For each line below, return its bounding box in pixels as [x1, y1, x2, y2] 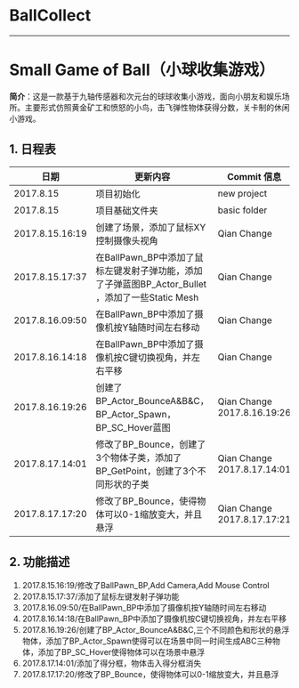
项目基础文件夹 [95, 204, 158, 216]
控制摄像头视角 [95, 234, 158, 247]
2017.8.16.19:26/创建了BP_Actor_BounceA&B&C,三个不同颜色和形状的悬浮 [21, 624, 290, 635]
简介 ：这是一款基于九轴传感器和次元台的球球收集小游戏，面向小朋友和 [9, 91, 267, 101]
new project [217, 187, 268, 199]
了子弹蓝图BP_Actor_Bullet [95, 278, 207, 290]
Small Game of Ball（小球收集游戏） [9, 60, 275, 80]
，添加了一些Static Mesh [95, 291, 199, 304]
